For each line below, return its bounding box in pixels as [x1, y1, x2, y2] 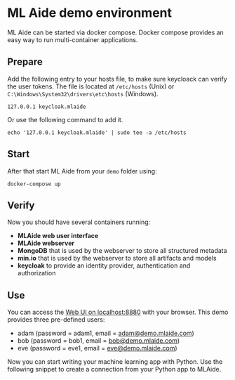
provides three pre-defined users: [7, 315, 105, 324]
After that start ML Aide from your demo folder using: [7, 166, 157, 175]
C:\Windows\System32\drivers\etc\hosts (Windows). [7, 89, 159, 98]
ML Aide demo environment [7, 5, 173, 21]
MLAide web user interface [17, 232, 99, 240]
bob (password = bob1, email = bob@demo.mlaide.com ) [17, 336, 180, 345]
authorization [17, 269, 56, 277]
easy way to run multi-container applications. [7, 35, 138, 44]
